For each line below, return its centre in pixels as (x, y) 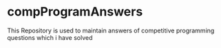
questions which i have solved (50, 37)
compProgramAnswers (75, 12)
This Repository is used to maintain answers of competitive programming (111, 30)
